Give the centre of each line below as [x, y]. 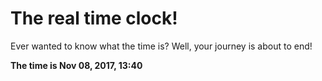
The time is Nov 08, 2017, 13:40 [76, 65]
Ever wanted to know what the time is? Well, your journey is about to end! [161, 46]
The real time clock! [94, 18]
